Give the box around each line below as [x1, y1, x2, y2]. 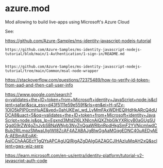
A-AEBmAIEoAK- [5, 133, 38, 138]
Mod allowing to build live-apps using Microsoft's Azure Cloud [5, 19, 130, 25]
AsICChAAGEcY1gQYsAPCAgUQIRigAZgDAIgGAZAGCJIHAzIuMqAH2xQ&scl [5, 138, 158, 144]
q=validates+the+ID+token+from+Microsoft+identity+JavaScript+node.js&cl [5, 97, 158, 102]
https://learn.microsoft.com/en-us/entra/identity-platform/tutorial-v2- [5, 152, 144, 158]
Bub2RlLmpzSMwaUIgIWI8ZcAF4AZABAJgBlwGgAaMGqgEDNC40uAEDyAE [5, 127, 158, 134]
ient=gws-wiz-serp [5, 143, 44, 149]
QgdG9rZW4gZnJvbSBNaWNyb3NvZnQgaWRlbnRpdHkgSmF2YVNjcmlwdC [5, 122, 157, 128]
